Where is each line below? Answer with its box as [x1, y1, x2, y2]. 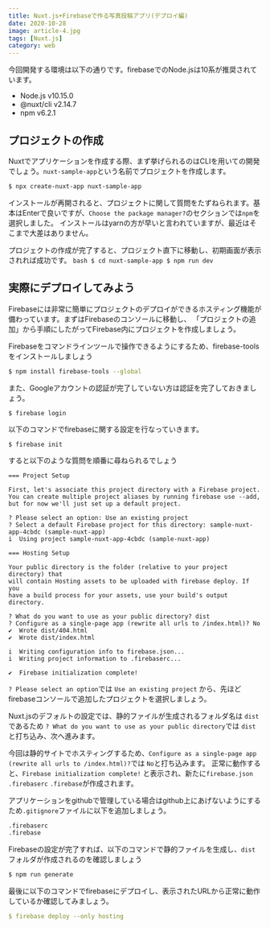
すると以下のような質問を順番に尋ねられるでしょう [8, 456, 178, 465]
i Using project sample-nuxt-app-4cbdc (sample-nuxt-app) [8, 534, 211, 543]
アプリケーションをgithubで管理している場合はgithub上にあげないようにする [8, 795, 261, 805]
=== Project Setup [8, 472, 70, 480]
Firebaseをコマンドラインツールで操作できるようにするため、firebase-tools [8, 341, 260, 351]
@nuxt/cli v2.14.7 [19, 100, 77, 109]
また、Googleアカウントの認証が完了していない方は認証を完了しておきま [8, 383, 251, 393]
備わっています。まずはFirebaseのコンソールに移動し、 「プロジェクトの [8, 314, 249, 324]
